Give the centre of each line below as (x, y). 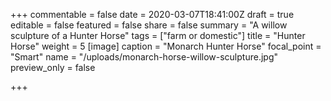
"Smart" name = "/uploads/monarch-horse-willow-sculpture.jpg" (144, 57)
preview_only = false (53, 67)
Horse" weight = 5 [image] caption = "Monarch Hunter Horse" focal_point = (166, 46)
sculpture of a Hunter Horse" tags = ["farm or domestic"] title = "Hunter (158, 35)
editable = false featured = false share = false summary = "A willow (149, 25)
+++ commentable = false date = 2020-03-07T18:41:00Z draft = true (152, 14)
